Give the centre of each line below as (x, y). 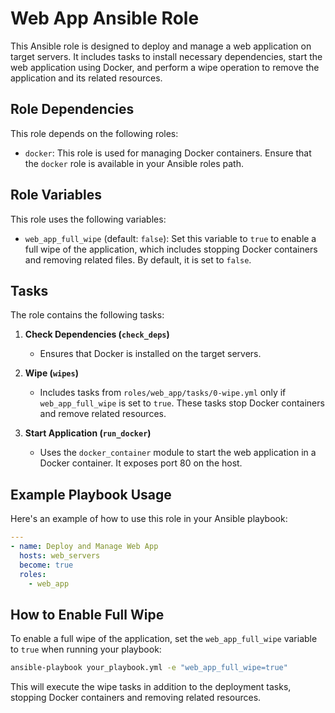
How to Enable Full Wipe (87, 614)
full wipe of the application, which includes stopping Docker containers (171, 249)
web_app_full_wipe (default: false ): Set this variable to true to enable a (170, 238)
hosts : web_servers (60, 555)
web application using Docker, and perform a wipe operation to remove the (165, 67)
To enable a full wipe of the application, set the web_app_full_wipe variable (164, 639)
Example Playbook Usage (91, 494)
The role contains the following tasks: (87, 315)
